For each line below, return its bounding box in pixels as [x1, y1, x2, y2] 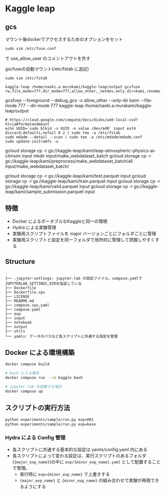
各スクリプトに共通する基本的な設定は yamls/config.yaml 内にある [12, 446, 148, 452]
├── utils [5, 329, 26, 334]
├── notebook [5, 320, 32, 325]
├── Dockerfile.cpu [5, 290, 45, 295]
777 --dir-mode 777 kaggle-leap [18, 103, 84, 109]
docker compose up [5, 388, 43, 394]
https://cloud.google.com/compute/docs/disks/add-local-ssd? [9, 117, 138, 122]
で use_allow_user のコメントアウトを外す [5, 55, 90, 61]
